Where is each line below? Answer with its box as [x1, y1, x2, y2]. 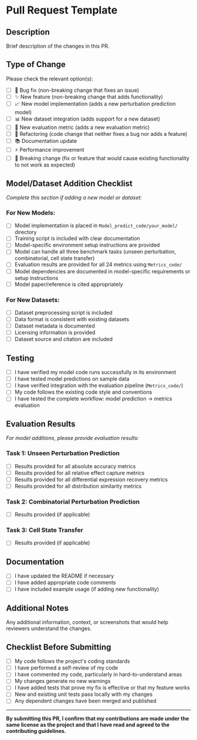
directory [14, 229, 37, 236]
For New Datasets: [6, 295, 60, 304]
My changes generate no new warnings [14, 678, 111, 685]
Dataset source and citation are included [14, 336, 113, 343]
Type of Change [6, 59, 66, 69]
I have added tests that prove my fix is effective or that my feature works [14, 684, 191, 691]
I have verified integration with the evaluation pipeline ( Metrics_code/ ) [14, 382, 184, 389]
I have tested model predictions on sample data [14, 375, 130, 382]
